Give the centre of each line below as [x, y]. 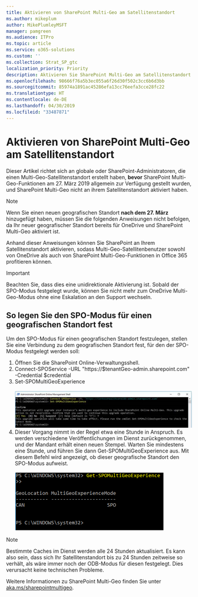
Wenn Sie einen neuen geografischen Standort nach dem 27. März [88, 212]
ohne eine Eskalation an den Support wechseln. [94, 297]
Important [18, 273]
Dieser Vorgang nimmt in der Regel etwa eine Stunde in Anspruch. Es [99, 432]
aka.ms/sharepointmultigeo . [40, 588]
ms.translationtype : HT [35, 94]
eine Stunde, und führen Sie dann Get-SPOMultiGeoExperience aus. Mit [102, 451]
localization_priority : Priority [47, 68]
